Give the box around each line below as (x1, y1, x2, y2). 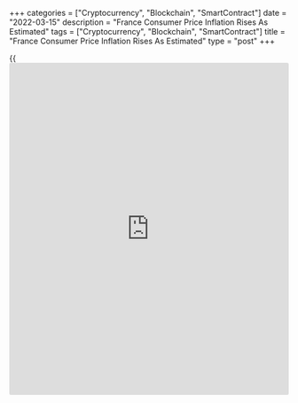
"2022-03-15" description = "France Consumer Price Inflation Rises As (9, 17, 269, 27)
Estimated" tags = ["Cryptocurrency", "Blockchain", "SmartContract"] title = (9, 27, 286, 36)
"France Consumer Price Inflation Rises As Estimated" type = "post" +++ (9, 35, 276, 46)
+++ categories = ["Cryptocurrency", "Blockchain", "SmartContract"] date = (9, 8, 287, 18)
